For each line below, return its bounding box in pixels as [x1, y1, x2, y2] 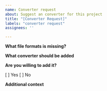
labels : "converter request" [5, 21, 65, 26]
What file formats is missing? [5, 43, 67, 49]
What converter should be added [5, 53, 74, 59]
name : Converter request [5, 7, 56, 12]
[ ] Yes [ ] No [5, 72, 31, 78]
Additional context [5, 82, 44, 88]
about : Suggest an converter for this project [5, 12, 103, 17]
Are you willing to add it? [5, 62, 57, 68]
